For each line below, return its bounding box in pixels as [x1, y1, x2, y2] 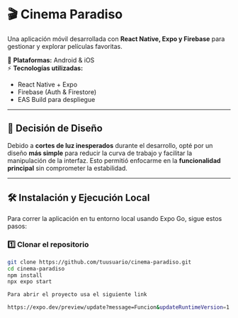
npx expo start [7, 278, 52, 285]
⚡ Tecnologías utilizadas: [7, 64, 84, 72]
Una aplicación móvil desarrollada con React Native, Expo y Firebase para [7, 34, 225, 43]
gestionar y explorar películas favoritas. [7, 42, 123, 50]
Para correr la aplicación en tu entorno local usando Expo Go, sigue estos [7, 214, 222, 222]
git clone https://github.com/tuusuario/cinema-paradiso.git [7, 259, 192, 266]
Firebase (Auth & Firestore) [17, 87, 97, 96]
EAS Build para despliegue [17, 95, 96, 103]
